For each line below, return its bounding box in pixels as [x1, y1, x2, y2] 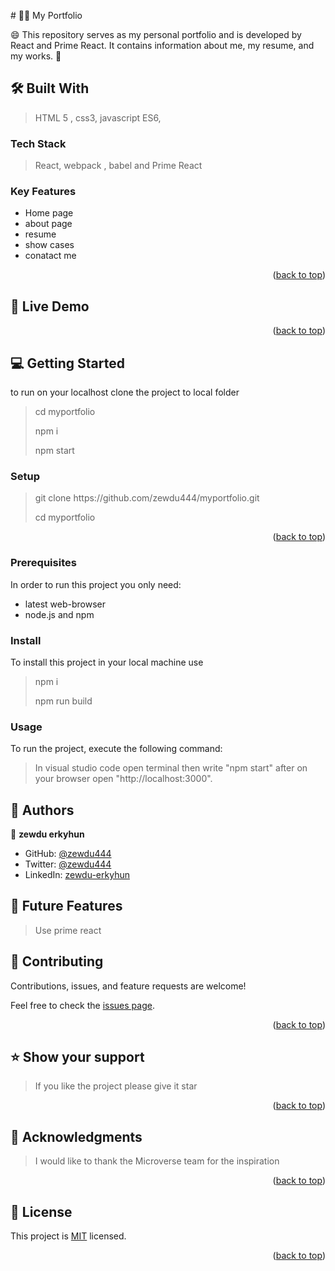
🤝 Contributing [10, 953, 104, 970]
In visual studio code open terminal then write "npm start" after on [34, 762, 308, 774]
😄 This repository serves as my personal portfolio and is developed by [10, 29, 302, 40]
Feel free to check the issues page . [10, 999, 155, 1011]
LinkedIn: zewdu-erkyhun [24, 869, 130, 881]
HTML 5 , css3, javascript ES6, [34, 111, 162, 124]
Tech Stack [10, 136, 67, 150]
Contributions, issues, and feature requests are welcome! [10, 980, 247, 992]
